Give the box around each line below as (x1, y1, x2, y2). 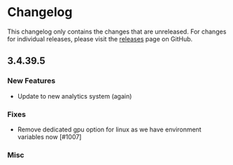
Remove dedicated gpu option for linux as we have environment (17, 125, 202, 134)
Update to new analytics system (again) (17, 92, 132, 100)
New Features (7, 76, 56, 86)
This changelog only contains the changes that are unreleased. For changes (7, 27, 227, 36)
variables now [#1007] (17, 132, 82, 141)
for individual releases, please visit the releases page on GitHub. (7, 34, 193, 43)
